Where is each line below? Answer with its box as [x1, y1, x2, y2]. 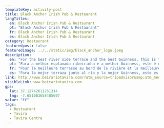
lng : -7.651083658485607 [9, 93, 60, 98]
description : [5, 52, 32, 57]
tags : [5, 102, 16, 107]
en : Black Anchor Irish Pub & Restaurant [9, 20, 95, 26]
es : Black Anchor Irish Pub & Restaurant [9, 35, 95, 39]
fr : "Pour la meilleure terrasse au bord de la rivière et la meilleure [9, 66, 161, 71]
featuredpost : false [5, 43, 47, 48]
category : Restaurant [5, 39, 49, 44]
